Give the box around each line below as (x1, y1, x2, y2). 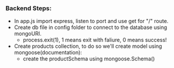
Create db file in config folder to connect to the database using (14, 24, 168, 31)
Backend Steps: (5, 4, 52, 12)
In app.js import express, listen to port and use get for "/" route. (14, 18, 169, 25)
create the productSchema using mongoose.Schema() (22, 55, 155, 63)
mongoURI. (14, 30, 42, 37)
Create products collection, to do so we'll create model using (14, 43, 163, 50)
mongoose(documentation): (14, 49, 82, 56)
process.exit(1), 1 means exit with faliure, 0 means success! (22, 37, 168, 44)
